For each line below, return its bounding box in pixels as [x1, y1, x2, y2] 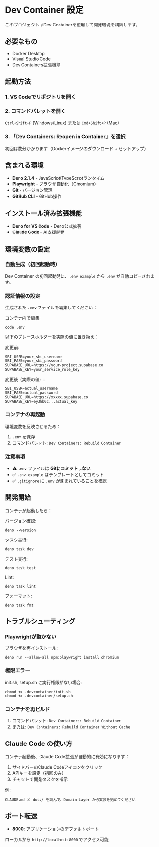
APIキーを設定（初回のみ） [12, 770, 67, 776]
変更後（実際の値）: [5, 376, 45, 383]
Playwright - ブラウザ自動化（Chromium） [12, 181, 99, 187]
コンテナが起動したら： [5, 507, 52, 513]
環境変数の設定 [5, 245, 50, 253]
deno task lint [5, 584, 36, 589]
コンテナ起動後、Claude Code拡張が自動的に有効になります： [5, 753, 130, 759]
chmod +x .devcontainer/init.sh [5, 689, 71, 694]
